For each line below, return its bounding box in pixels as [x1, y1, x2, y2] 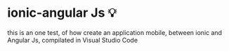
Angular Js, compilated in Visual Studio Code [7, 36, 138, 44]
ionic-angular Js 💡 [7, 5, 117, 21]
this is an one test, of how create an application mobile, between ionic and [7, 28, 223, 36]
